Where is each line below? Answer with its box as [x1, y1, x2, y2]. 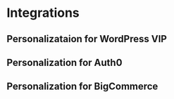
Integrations [6, 5, 80, 21]
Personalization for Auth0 [6, 56, 123, 68]
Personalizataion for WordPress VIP [6, 33, 167, 45]
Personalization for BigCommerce [6, 81, 159, 93]
